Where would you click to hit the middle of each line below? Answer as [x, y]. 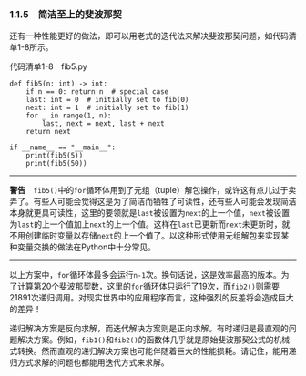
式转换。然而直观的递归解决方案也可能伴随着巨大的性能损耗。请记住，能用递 [153, 351]
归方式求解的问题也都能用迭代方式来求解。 [89, 362]
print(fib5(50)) [57, 164]
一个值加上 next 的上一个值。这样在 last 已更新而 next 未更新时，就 [170, 224]
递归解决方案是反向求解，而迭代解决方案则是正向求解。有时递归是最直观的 [149, 329]
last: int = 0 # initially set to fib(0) [107, 100]
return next [48, 132]
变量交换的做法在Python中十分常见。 [87, 247]
